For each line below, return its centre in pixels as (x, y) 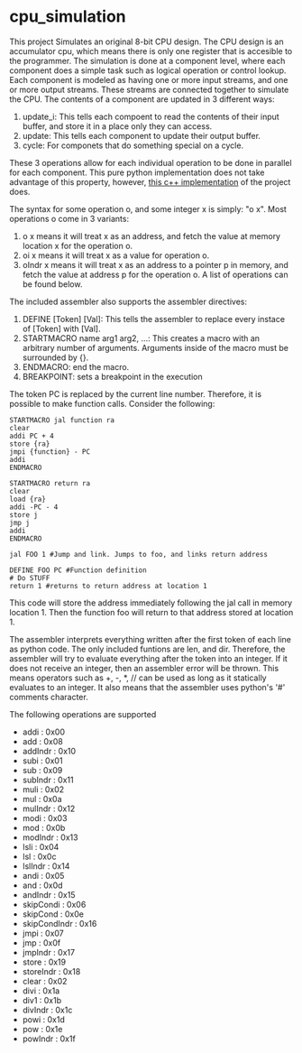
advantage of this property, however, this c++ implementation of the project (150, 181)
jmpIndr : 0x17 (48, 952)
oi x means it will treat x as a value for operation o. (116, 255)
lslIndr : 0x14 (46, 866)
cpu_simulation (68, 17)
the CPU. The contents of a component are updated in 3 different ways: (142, 99)
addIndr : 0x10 (49, 751)
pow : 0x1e (42, 1029)
